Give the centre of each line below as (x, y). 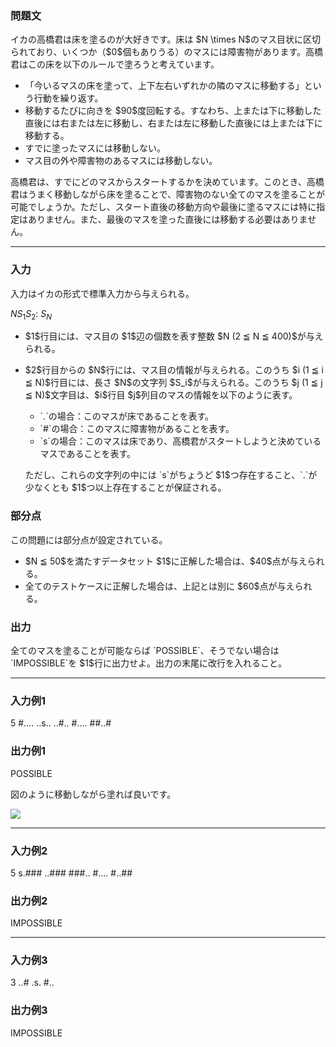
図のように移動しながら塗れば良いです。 (93, 794)
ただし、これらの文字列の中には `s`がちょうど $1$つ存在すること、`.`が (171, 475)
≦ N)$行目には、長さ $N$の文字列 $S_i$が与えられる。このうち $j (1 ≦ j (173, 383)
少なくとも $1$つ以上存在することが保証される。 (125, 488)
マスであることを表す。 (88, 454)
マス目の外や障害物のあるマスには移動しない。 (121, 161)
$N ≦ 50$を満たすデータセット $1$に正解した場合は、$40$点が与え (166, 561)
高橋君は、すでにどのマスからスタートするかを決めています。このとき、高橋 (167, 182)
